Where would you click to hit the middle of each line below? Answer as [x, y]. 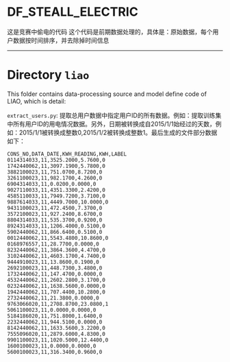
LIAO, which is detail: [37, 101]
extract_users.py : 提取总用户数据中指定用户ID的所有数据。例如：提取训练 [111, 115]
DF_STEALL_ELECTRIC [73, 12]
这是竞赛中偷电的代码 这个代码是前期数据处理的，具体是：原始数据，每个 [110, 32]
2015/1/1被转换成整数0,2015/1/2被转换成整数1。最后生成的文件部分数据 [118, 132]
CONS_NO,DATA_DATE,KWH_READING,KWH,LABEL [67, 154]
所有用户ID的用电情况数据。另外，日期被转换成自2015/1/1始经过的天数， [114, 123]
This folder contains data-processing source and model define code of [107, 94]
